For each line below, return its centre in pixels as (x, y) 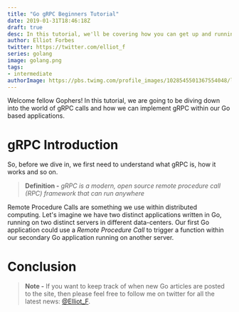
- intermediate (30, 74)
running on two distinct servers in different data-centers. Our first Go (108, 223)
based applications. (36, 116)
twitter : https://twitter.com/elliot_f (67, 47)
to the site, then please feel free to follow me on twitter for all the (119, 294)
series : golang (30, 54)
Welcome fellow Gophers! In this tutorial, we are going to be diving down (114, 101)
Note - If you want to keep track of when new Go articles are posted (125, 286)
